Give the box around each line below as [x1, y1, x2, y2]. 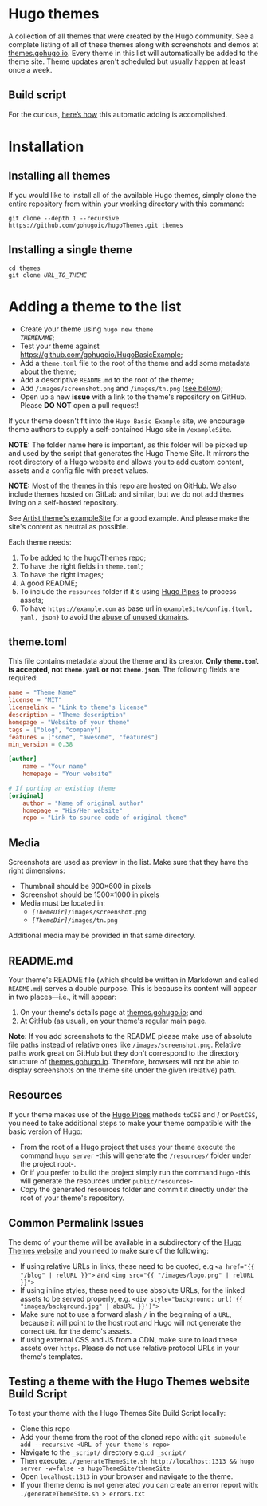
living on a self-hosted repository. [8, 497, 120, 507]
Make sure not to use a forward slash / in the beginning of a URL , [19, 1309, 232, 1318]
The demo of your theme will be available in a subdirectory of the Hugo [8, 1237, 242, 1246]
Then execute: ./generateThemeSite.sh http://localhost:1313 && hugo [19, 1456, 255, 1466]
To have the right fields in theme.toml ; [19, 561, 143, 571]
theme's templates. [19, 1351, 84, 1361]
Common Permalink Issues [8, 1216, 145, 1230]
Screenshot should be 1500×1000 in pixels [19, 890, 159, 899]
